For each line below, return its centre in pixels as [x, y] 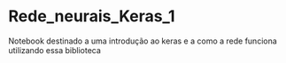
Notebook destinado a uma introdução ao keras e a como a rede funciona [143, 41]
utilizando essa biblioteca [54, 50]
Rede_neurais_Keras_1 [92, 16]
